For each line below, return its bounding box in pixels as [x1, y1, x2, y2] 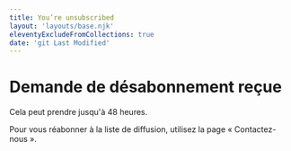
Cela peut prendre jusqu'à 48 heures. [9, 107, 148, 118]
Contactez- [234, 124, 277, 135]
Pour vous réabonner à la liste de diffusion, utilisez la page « [9, 124, 233, 135]
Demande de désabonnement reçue [9, 77, 283, 97]
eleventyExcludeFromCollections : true [9, 30, 154, 39]
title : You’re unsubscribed [9, 13, 115, 22]
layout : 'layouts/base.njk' [9, 22, 115, 31]
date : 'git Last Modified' [9, 38, 110, 48]
